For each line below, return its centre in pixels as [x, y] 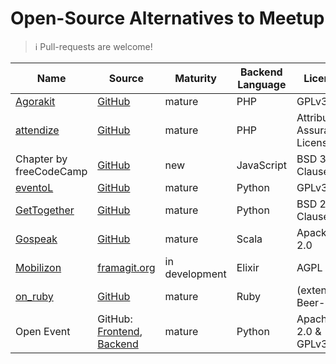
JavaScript [261, 165]
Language [262, 84]
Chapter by [41, 159]
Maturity [195, 78]
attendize [37, 130]
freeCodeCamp [51, 171]
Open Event [43, 331]
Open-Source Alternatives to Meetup [167, 18]
